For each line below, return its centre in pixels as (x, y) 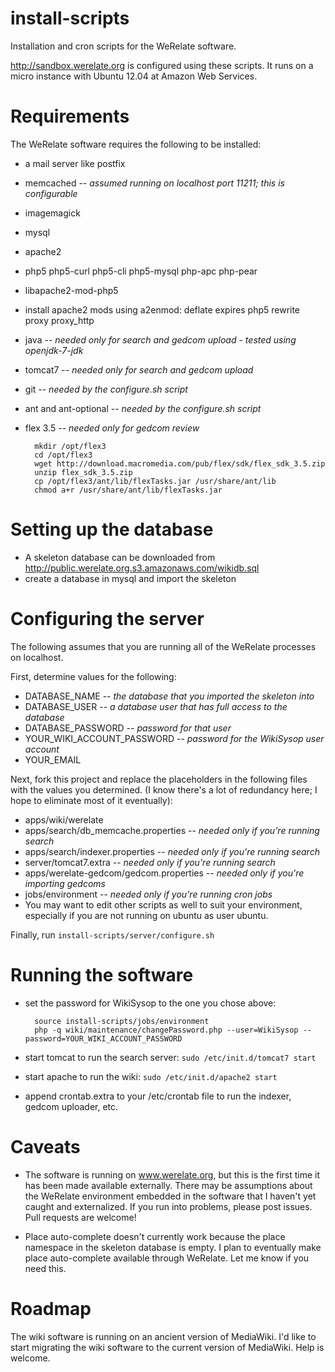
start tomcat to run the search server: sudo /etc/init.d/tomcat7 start (170, 1057)
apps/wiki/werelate (64, 819)
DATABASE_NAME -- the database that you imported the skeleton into (169, 696)
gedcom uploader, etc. (71, 1106)
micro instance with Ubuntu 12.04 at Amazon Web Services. (134, 76)
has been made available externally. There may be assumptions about (168, 1185)
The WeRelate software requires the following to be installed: (136, 144)
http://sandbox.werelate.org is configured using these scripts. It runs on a (162, 65)
